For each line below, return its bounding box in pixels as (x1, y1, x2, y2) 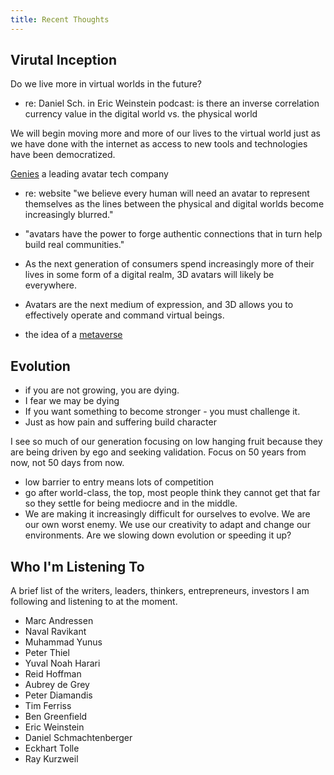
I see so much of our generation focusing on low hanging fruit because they (10, 436, 323, 448)
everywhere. (24, 279, 77, 291)
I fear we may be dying (24, 395, 120, 407)
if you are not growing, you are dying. (24, 384, 180, 396)
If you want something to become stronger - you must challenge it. (24, 406, 301, 418)
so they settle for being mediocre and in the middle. (24, 497, 238, 510)
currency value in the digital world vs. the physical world (24, 108, 258, 120)
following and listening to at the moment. (10, 596, 178, 608)
